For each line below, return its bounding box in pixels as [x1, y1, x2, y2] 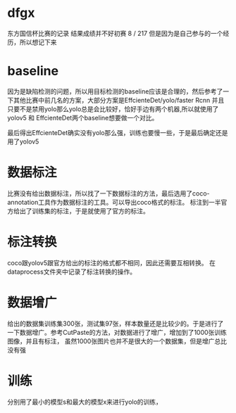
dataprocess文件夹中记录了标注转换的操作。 [7, 267, 136, 276]
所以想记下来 [19, 37, 57, 46]
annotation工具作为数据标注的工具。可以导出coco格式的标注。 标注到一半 [7, 198, 221, 206]
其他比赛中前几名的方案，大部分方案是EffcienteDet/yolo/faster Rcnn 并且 [13, 96, 225, 104]
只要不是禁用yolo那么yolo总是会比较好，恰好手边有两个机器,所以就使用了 [7, 104, 219, 113]
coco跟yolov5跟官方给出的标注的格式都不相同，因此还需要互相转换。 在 [7, 258, 216, 267]
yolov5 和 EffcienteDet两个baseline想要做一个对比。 [7, 113, 159, 122]
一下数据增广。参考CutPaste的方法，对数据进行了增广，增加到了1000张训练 [7, 328, 228, 336]
